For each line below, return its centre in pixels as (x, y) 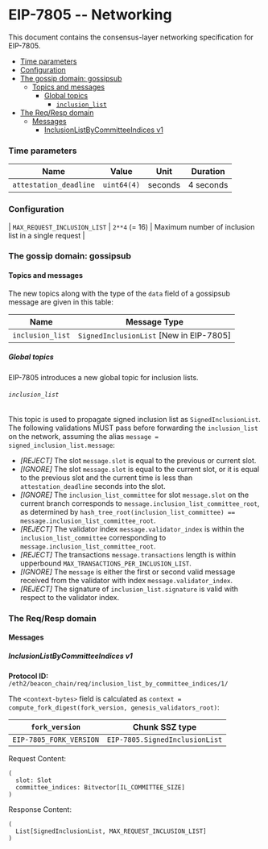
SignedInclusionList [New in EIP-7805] (155, 335)
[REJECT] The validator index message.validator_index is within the (132, 528)
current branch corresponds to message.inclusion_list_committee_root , (140, 503)
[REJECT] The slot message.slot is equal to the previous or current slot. (138, 460)
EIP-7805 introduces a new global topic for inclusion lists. (103, 377)
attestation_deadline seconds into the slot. (93, 486)
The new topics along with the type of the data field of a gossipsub (120, 293)
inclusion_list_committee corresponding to (93, 537)
